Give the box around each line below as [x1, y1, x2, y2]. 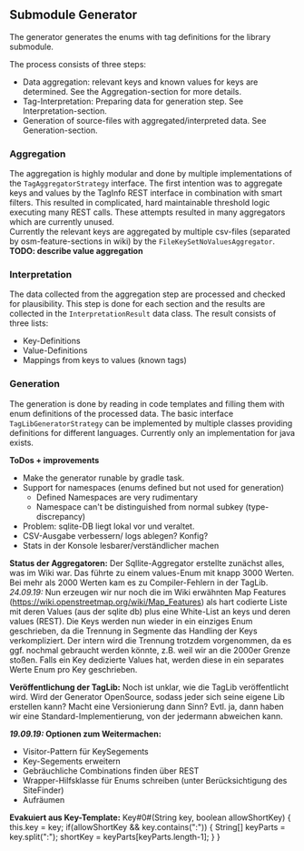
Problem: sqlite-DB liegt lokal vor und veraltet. [22, 521, 195, 532]
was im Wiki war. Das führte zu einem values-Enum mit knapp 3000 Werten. [9, 567, 295, 578]
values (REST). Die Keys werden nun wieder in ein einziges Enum [9, 615, 253, 626]
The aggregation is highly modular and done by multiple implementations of [9, 168, 292, 179]
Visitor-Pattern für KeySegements [22, 745, 150, 756]
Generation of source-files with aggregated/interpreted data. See [22, 115, 267, 126]
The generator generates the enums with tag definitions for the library [9, 31, 271, 42]
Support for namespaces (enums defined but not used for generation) [22, 481, 284, 492]
